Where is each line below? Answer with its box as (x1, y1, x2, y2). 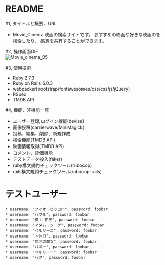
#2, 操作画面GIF (5, 48, 38, 54)
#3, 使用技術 (5, 65, 31, 71)
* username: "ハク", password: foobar (5, 255, 86, 260)
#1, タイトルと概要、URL (5, 20, 57, 26)
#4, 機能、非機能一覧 (5, 107, 49, 113)
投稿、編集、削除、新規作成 (12, 130, 71, 136)
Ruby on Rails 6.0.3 (12, 80, 53, 86)
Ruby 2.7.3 (12, 75, 35, 81)
